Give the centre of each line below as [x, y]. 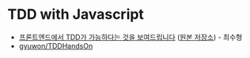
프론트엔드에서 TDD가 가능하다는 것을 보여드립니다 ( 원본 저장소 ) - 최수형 [131, 37]
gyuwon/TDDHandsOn [56, 45]
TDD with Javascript [76, 14]
